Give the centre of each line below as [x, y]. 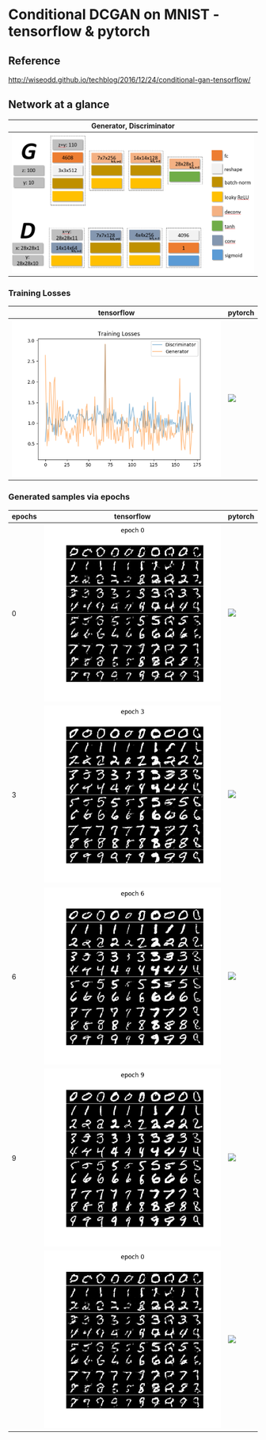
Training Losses [40, 293]
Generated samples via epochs [69, 497]
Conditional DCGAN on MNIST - [114, 15]
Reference [34, 61]
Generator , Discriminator [133, 126]
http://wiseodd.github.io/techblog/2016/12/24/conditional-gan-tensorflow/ [129, 80]
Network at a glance [59, 105]
